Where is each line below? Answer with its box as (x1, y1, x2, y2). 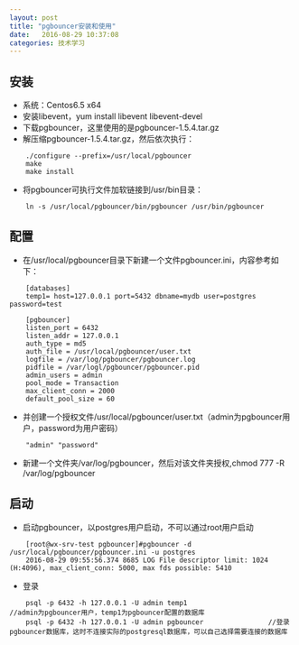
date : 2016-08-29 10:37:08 (9, 30, 119, 39)
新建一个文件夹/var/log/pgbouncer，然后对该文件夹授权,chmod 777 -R (22, 457, 285, 468)
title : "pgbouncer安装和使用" (9, 22, 117, 31)
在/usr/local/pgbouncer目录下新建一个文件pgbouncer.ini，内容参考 (22, 254, 271, 265)
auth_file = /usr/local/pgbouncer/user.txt (25, 346, 192, 356)
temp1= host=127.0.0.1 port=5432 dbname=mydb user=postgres (25, 291, 257, 300)
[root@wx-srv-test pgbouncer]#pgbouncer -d (25, 539, 192, 548)
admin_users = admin (25, 371, 103, 380)
